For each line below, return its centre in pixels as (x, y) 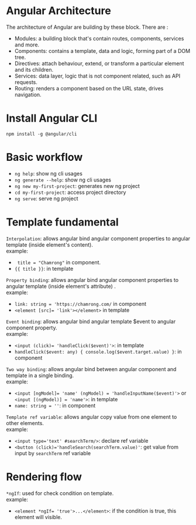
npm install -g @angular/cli (42, 134)
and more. (27, 45)
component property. (32, 328)
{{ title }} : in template (44, 268)
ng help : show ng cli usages (49, 173)
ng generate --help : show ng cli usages (63, 180)
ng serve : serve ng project (46, 198)
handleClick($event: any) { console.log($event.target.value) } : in (98, 351)
